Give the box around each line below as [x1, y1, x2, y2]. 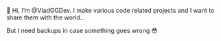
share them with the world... [6, 13, 86, 22]
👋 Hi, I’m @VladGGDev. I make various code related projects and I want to [6, 7, 215, 14]
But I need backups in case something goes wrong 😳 [6, 27, 159, 34]
